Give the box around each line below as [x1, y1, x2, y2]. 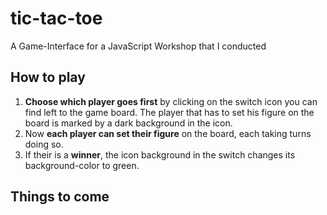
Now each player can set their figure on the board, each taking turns [24, 127, 312, 139]
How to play [10, 69, 86, 86]
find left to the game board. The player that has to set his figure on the [24, 106, 315, 118]
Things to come [10, 188, 110, 206]
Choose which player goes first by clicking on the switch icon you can [24, 95, 318, 107]
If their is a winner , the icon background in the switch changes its [24, 148, 296, 161]
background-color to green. [24, 159, 140, 171]
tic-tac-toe [10, 7, 103, 30]
